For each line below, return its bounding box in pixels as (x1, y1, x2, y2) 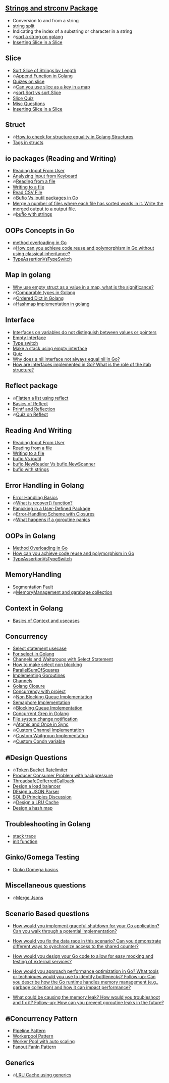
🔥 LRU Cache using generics (12, 1072, 72, 1078)
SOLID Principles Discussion (12, 794, 72, 800)
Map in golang (5, 270, 51, 279)
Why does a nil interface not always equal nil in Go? (12, 356, 120, 362)
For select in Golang (12, 651, 54, 657)
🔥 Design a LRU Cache (12, 799, 59, 806)
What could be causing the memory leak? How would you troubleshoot (12, 994, 160, 1000)
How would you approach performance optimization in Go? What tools (12, 968, 159, 974)
